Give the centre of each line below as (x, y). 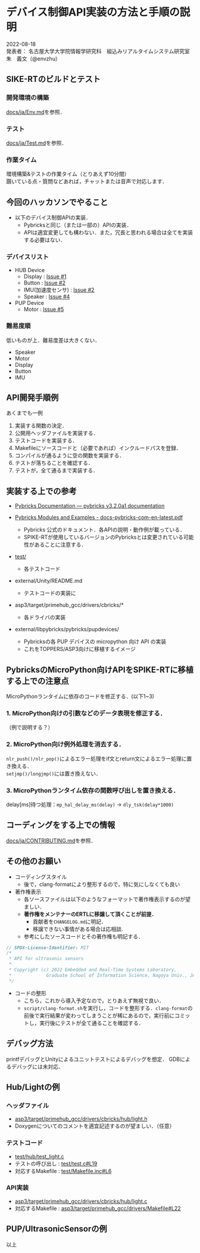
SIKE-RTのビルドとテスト (54, 79)
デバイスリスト (28, 257)
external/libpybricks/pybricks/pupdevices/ (67, 629)
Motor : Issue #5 (44, 309)
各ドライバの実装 (45, 618)
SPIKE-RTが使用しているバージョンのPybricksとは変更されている (103, 537)
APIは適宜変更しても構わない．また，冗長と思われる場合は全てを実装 (108, 233)
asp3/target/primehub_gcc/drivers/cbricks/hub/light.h (81, 1119)
